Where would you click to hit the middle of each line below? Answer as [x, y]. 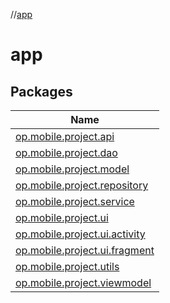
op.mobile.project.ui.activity [80, 234]
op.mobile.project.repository [82, 185]
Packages [41, 91]
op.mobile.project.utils [67, 266]
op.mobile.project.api [65, 136]
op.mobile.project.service [75, 201]
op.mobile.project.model [72, 169]
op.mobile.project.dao [66, 152]
